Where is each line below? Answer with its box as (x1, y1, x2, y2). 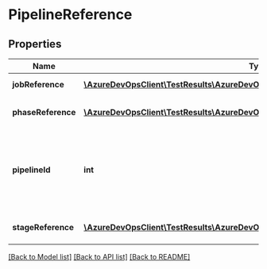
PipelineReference (8, 6, 133, 24)
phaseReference (12, 107, 76, 117)
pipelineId (12, 164, 51, 175)
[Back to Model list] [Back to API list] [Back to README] (8, 252, 191, 261)
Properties (8, 37, 62, 51)
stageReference (12, 222, 74, 232)
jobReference (12, 79, 65, 90)
